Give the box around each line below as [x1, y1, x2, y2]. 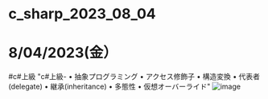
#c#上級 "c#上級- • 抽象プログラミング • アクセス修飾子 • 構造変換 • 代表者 [8, 72, 260, 81]
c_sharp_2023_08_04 [8, 5, 157, 23]
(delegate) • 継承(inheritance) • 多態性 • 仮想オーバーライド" [8, 81, 211, 92]
